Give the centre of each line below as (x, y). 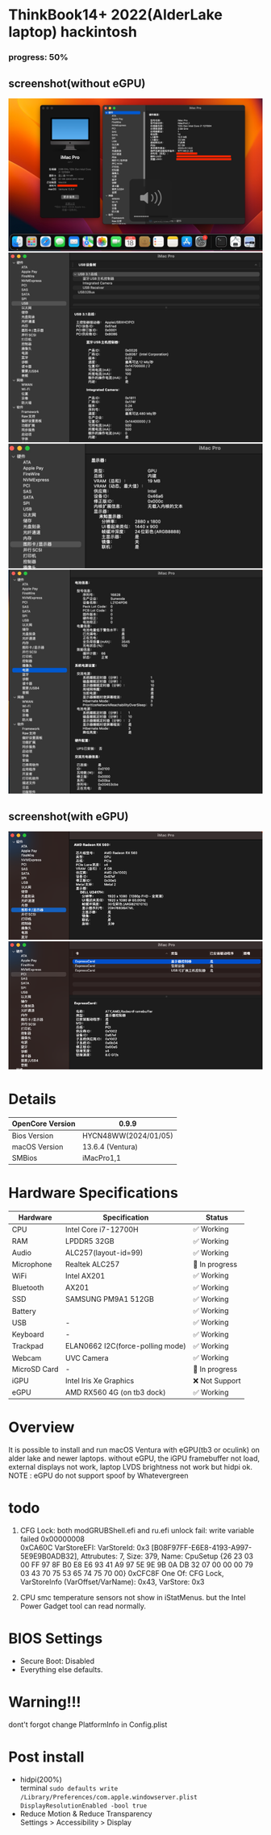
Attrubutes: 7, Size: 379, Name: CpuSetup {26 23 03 (167, 1556)
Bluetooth (28, 1287)
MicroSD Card (35, 1370)
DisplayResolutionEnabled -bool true (83, 1806)
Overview (42, 1427)
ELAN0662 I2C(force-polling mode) (126, 1346)
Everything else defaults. (61, 1670)
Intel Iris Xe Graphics (100, 1381)
